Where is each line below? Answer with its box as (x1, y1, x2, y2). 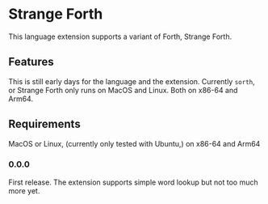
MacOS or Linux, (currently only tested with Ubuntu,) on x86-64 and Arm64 (8, 138, 261, 148)
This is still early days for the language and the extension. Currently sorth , (8, 76, 256, 86)
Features (8, 55, 54, 69)
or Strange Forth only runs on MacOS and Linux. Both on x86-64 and (8, 85, 238, 95)
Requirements (8, 117, 81, 131)
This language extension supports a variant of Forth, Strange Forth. (8, 32, 232, 41)
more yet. (8, 185, 40, 195)
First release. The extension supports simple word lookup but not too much (8, 177, 258, 187)
